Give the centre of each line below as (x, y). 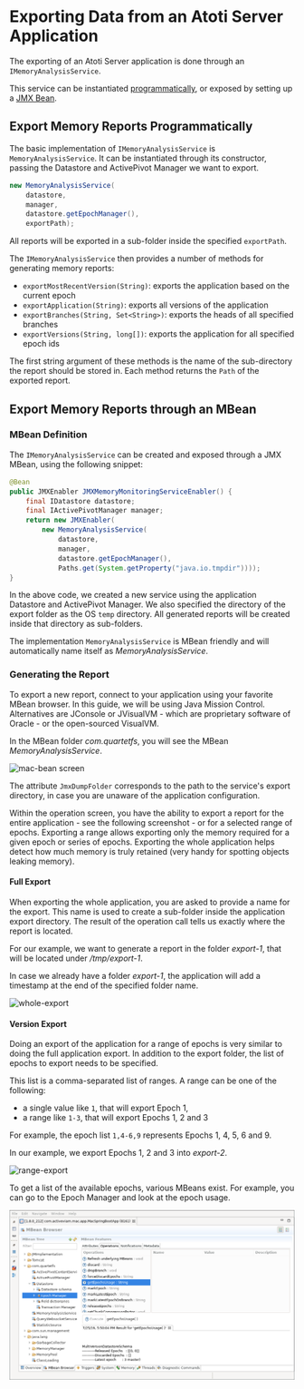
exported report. (40, 381)
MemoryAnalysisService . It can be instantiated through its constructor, (138, 158)
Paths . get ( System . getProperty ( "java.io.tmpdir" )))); (159, 568)
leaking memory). (42, 861)
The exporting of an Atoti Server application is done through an (127, 61)
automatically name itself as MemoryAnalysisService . (109, 651)
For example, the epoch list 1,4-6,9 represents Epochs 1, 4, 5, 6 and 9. (141, 1135)
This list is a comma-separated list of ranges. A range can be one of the (143, 1081)
